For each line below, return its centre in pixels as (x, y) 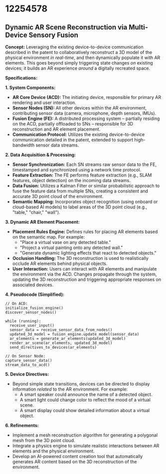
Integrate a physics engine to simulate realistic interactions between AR (86, 446)
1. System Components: (30, 87)
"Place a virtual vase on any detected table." (65, 242)
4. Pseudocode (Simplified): (35, 294)
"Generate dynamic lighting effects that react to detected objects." (88, 253)
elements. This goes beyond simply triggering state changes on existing (79, 63)
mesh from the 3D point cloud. (44, 440)
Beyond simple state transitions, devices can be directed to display (81, 384)
